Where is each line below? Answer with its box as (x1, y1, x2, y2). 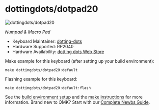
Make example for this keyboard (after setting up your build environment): (5, 58, 155, 64)
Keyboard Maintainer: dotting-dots (12, 38, 82, 44)
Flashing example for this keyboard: (5, 76, 78, 82)
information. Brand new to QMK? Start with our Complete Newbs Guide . (5, 99, 150, 105)
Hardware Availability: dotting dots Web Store (12, 49, 105, 55)
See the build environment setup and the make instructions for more (5, 94, 143, 100)
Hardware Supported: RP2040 (12, 43, 74, 49)
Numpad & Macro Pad (5, 29, 51, 35)
